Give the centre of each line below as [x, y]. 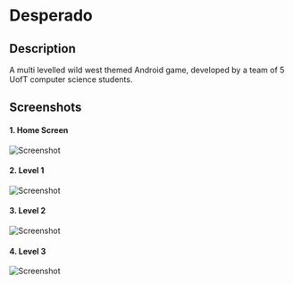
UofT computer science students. [71, 79]
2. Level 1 [27, 171]
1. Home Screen [39, 129]
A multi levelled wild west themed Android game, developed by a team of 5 [147, 70]
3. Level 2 [28, 211]
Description [42, 49]
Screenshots [46, 108]
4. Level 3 [28, 251]
